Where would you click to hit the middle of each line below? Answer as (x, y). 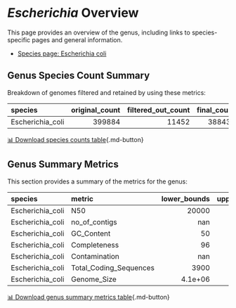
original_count (96, 110)
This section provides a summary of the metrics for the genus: (98, 181)
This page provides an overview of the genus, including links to (99, 32)
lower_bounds (186, 198)
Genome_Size (94, 279)
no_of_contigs (94, 222)
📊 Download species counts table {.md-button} (76, 139)
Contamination (95, 256)
